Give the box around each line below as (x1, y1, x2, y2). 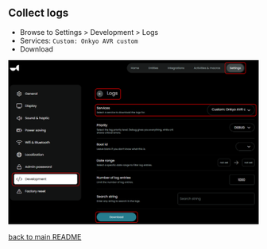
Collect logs (8, 6, 69, 20)
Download (19, 44, 54, 54)
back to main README (8, 232, 82, 242)
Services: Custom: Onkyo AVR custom (19, 36, 139, 45)
